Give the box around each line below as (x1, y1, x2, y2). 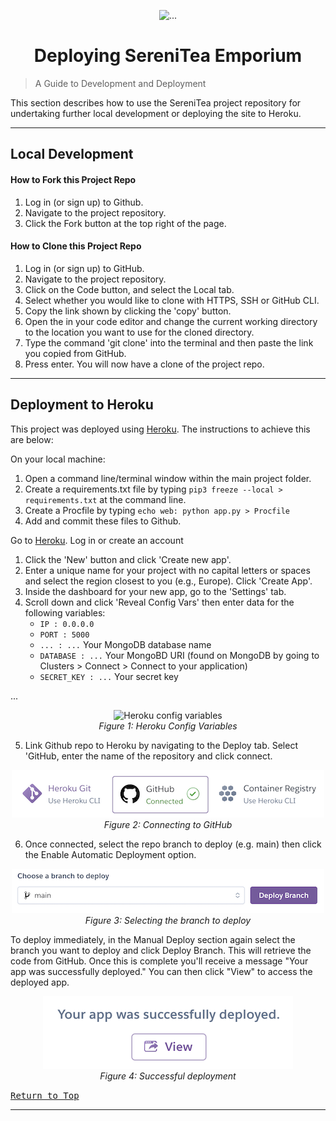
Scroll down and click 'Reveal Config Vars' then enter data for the (24, 596, 295, 608)
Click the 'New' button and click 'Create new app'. (24, 553, 232, 565)
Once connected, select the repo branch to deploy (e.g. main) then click (24, 838, 322, 850)
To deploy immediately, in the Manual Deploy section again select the (10, 933, 296, 945)
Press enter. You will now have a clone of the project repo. (24, 358, 265, 370)
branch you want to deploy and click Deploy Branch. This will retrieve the (10, 944, 312, 956)
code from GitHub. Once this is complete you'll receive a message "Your (10, 955, 309, 967)
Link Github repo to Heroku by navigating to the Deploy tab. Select (24, 739, 298, 751)
